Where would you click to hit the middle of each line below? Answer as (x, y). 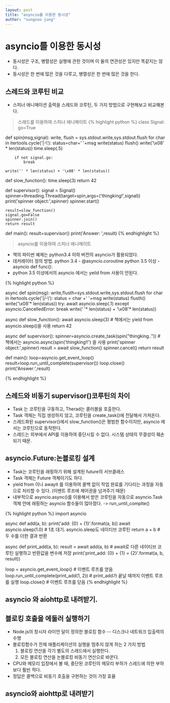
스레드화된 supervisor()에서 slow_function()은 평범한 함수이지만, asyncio (86, 421)
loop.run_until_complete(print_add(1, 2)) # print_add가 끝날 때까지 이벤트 (79, 575)
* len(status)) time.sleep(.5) (34, 149)
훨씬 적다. (32, 669)
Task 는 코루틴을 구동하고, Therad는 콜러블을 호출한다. (67, 409)
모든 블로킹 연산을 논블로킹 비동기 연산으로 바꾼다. (70, 657)
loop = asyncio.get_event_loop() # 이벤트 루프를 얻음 (59, 569)
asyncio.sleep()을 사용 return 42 (39, 326)
